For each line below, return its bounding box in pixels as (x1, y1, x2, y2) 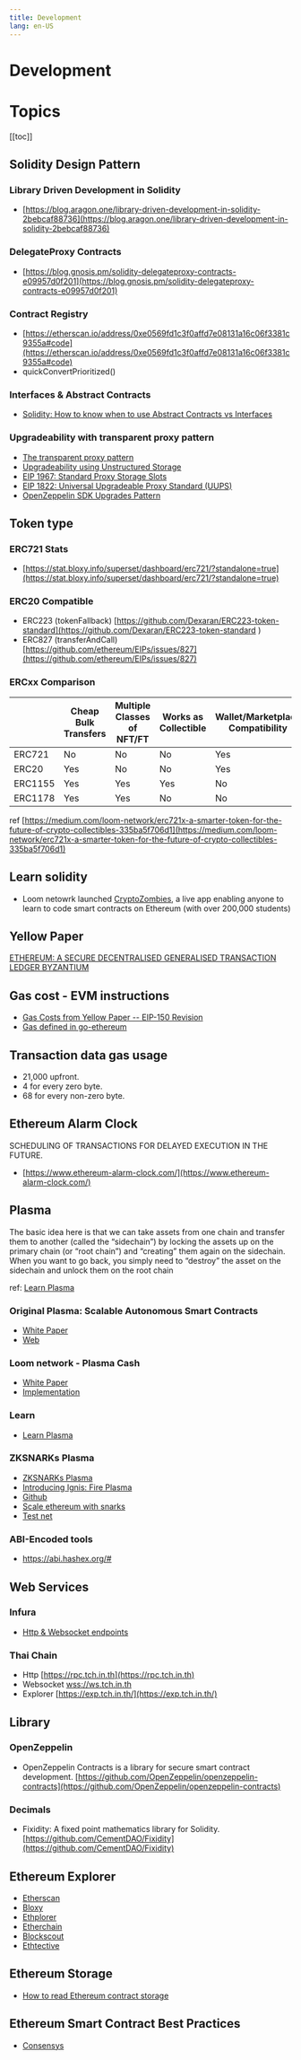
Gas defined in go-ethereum (21, 1021, 127, 1032)
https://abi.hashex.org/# (21, 1554, 112, 1565)
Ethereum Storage (9, 1967, 114, 1982)
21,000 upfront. (21, 1072, 80, 1083)
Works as (162, 710, 204, 723)
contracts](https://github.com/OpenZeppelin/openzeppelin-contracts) (21, 1781, 281, 1792)
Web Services (9, 1579, 90, 1594)
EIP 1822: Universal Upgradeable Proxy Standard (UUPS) (21, 480, 233, 491)
